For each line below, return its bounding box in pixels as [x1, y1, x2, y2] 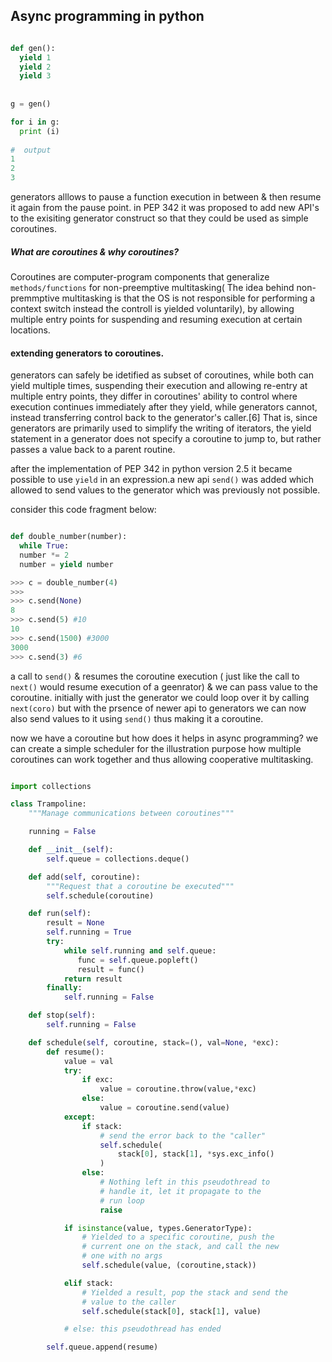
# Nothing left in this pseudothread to [99, 1177, 271, 1188]
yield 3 [19, 71, 52, 81]
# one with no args [81, 1251, 163, 1261]
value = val [63, 1056, 114, 1066]
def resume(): [46, 1047, 105, 1057]
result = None [46, 918, 105, 928]
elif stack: [63, 1278, 114, 1288]
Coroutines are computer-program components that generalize [10, 271, 270, 283]
